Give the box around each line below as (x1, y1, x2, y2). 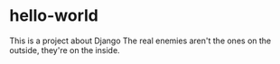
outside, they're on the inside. (9, 44, 120, 55)
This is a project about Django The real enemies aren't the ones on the (9, 35, 272, 46)
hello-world (9, 5, 99, 26)
